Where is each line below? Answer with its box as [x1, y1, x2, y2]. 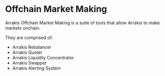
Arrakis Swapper [12, 60, 47, 66]
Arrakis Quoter [12, 49, 43, 55]
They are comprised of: [5, 35, 53, 40]
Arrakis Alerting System [12, 65, 61, 71]
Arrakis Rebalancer [12, 44, 52, 50]
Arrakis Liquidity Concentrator [12, 54, 74, 60]
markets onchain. [5, 25, 41, 31]
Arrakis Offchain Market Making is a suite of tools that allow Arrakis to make [5, 20, 160, 26]
